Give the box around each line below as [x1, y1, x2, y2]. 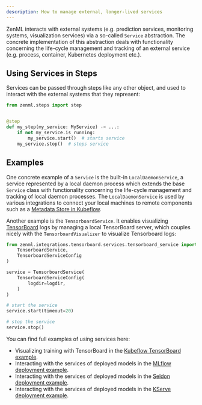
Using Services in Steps [6, 69, 97, 79]
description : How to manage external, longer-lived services [6, 8, 163, 15]
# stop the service [6, 319, 55, 325]
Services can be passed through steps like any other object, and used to [6, 84, 186, 91]
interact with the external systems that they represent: [6, 91, 140, 98]
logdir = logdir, [28, 280, 66, 286]
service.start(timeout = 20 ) [6, 308, 74, 314]
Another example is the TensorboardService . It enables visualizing [6, 217, 168, 224]
